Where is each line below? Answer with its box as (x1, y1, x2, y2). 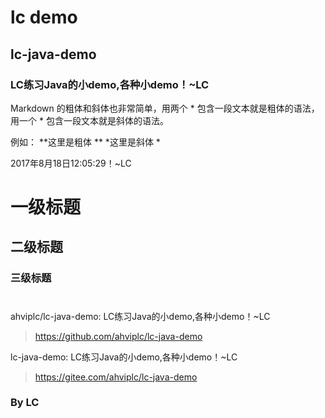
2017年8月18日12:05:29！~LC (10, 157, 132, 169)
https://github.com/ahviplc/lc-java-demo (34, 330, 203, 342)
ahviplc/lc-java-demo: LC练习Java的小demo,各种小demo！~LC (10, 310, 271, 322)
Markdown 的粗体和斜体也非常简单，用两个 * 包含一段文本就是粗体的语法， (10, 102, 320, 114)
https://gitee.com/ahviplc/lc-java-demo (34, 371, 198, 383)
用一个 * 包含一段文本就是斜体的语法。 (10, 114, 169, 126)
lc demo (10, 6, 78, 29)
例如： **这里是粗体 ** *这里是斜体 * (10, 136, 161, 148)
